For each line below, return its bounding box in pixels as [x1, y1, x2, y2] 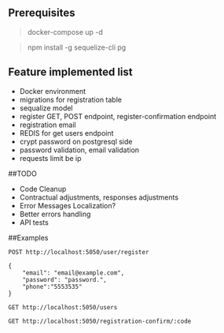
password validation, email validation [19, 145, 140, 155]
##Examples [8, 233, 49, 242]
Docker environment [19, 86, 86, 95]
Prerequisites [8, 6, 75, 20]
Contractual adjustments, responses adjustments [19, 193, 179, 202]
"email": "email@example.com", [22, 268, 125, 277]
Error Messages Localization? [19, 200, 116, 210]
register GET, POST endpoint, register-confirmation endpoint [19, 111, 217, 121]
